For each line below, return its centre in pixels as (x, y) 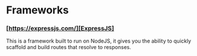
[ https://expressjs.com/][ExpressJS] (60, 29)
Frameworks (37, 10)
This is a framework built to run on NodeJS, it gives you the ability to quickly (99, 41)
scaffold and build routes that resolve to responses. (69, 47)
